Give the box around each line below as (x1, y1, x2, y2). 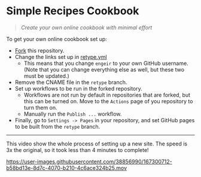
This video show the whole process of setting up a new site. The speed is (6, 140, 187, 147)
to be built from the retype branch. (14, 123, 100, 130)
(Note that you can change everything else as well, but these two (23, 66, 184, 73)
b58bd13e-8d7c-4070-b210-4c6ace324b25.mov (6, 164, 127, 171)
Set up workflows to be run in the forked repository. (14, 85, 142, 92)
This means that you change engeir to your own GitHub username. (23, 60, 188, 67)
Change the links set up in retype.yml (14, 53, 107, 60)
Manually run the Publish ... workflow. (23, 110, 122, 117)
